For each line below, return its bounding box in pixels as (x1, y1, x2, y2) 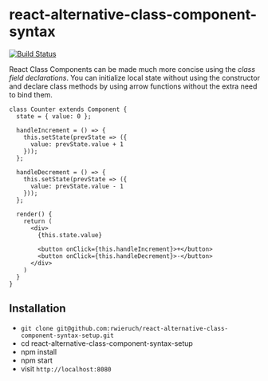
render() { (16, 210, 53, 218)
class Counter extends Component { (9, 105, 128, 113)
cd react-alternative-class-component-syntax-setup (20, 338, 194, 348)
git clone (20, 324, 54, 332)
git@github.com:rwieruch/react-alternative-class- (56, 324, 229, 332)
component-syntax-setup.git (20, 331, 114, 339)
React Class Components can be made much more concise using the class (9, 64, 256, 73)
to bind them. (9, 89, 53, 99)
